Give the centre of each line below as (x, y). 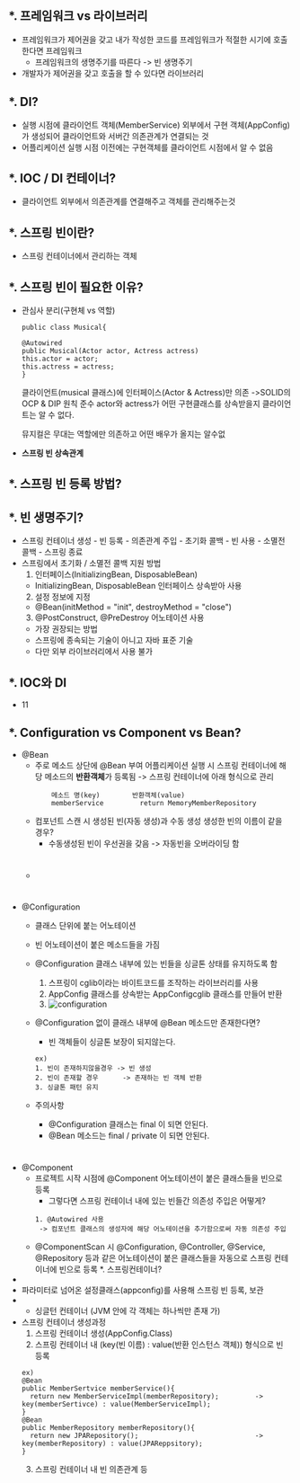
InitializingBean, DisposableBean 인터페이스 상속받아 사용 (138, 586)
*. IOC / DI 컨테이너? (62, 178)
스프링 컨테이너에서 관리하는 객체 (79, 256)
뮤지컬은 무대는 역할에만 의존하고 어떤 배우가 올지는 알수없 (124, 434)
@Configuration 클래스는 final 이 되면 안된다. (128, 1124)
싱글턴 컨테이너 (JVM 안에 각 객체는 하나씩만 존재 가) (128, 1311)
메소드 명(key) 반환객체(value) (119, 795)
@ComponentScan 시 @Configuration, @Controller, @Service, (150, 1247)
